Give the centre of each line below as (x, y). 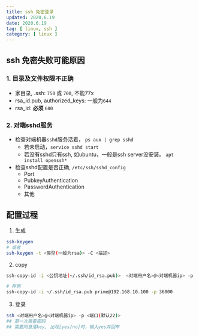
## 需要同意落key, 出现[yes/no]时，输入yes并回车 (63, 327)
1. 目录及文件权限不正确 (40, 79)
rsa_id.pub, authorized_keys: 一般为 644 (63, 101)
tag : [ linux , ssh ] (32, 29)
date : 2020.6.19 (26, 23)
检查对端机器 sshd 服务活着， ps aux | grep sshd (74, 140)
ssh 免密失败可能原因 (46, 60)
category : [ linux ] (32, 34)
